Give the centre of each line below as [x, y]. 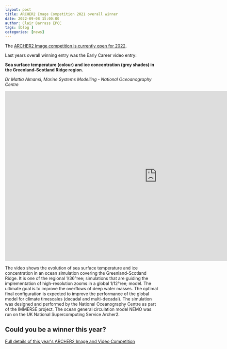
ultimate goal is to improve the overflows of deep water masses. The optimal [81, 289]
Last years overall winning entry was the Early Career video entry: [71, 55]
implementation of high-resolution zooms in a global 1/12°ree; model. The [78, 283]
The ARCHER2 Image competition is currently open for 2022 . [66, 46]
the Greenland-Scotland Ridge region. [44, 70]
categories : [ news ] [25, 32]
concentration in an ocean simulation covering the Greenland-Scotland [76, 273]
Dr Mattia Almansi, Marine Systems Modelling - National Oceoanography [78, 79]
